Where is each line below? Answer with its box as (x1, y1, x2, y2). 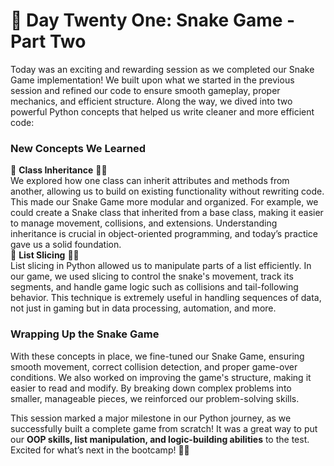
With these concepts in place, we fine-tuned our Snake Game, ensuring (10, 350, 305, 362)
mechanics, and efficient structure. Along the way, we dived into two (10, 95, 293, 107)
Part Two (10, 30, 87, 53)
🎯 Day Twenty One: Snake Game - (10, 9, 296, 32)
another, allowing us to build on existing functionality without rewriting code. (10, 185, 325, 198)
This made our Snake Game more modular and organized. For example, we (10, 196, 319, 208)
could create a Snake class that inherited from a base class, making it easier (10, 207, 324, 219)
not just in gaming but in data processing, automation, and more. (10, 302, 277, 314)
